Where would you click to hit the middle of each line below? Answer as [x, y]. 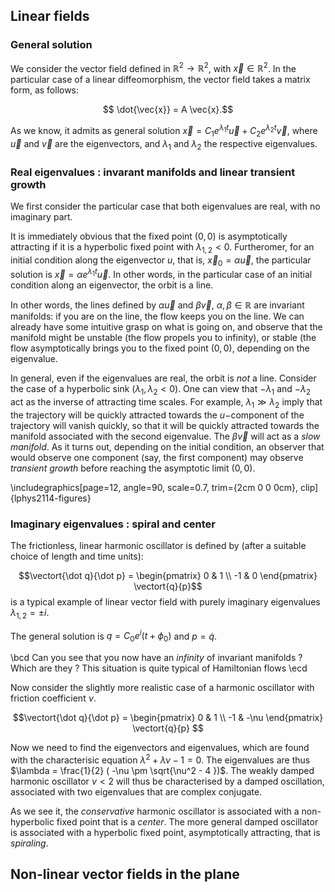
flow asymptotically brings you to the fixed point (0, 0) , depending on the [160, 348]
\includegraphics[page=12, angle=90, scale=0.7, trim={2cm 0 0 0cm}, [154, 487]
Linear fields [50, 16]
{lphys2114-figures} [51, 498]
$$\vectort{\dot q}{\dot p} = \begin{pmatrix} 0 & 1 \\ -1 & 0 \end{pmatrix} [168, 576]
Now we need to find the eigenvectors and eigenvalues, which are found [160, 748]
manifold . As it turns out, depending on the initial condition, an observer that [167, 446]
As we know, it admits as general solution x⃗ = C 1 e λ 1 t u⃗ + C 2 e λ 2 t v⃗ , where [164, 131]
